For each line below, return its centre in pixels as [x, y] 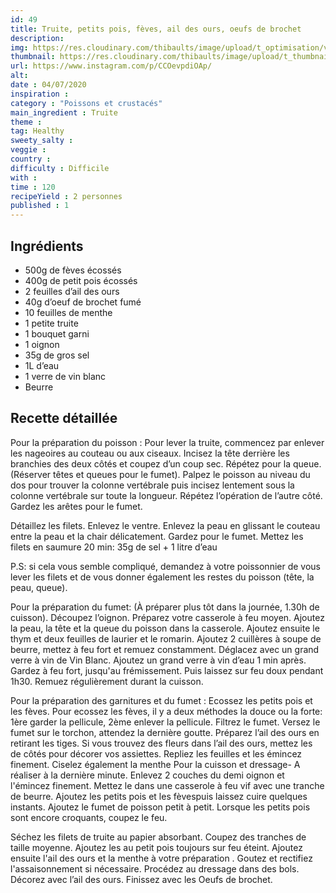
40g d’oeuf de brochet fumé [83, 302]
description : [37, 38]
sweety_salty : [42, 141]
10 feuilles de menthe [68, 312]
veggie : [28, 150]
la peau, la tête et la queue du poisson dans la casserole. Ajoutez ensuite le [165, 628]
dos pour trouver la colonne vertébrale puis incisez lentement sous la [152, 485]
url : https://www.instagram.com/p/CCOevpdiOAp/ [111, 66]
